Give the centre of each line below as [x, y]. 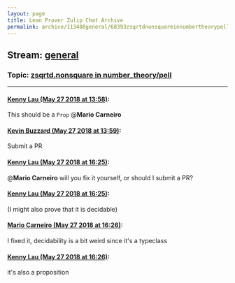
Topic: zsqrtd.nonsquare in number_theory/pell [90, 75]
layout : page [26, 14]
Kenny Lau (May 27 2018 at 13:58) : [58, 99]
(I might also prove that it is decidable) [62, 209]
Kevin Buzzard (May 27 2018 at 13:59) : [64, 131]
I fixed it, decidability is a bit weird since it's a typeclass [87, 241]
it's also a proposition [38, 273]
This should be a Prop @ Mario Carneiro [64, 115]
